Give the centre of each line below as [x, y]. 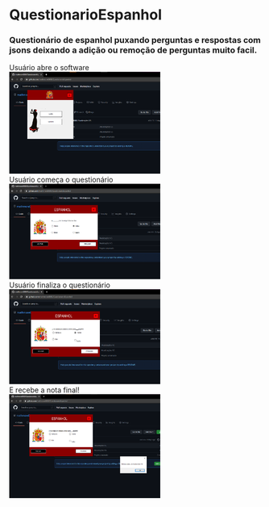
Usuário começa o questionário [61, 180]
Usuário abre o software [49, 68]
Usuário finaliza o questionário [60, 285]
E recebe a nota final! [44, 390]
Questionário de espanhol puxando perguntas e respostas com [135, 40]
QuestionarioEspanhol [86, 15]
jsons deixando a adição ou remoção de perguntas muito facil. [133, 50]
